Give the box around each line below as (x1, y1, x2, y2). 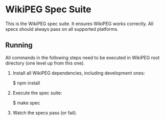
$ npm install (12, 79, 40, 86)
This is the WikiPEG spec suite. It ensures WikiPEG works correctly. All (5, 21, 154, 27)
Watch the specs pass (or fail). (12, 109, 78, 116)
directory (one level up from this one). (5, 60, 85, 66)
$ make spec (12, 99, 40, 106)
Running (5, 41, 33, 50)
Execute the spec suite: (12, 90, 62, 96)
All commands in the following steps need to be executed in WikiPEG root (5, 54, 160, 60)
